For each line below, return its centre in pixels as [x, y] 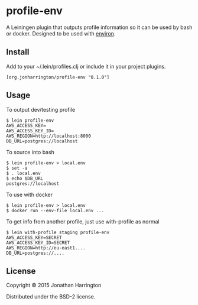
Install [18, 52]
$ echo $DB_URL [25, 179]
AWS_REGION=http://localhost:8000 [49, 136]
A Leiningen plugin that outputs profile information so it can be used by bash [99, 27]
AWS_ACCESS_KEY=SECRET [34, 238]
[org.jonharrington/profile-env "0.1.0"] [58, 77]
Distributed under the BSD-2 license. [51, 297]
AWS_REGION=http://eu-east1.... [46, 248]
